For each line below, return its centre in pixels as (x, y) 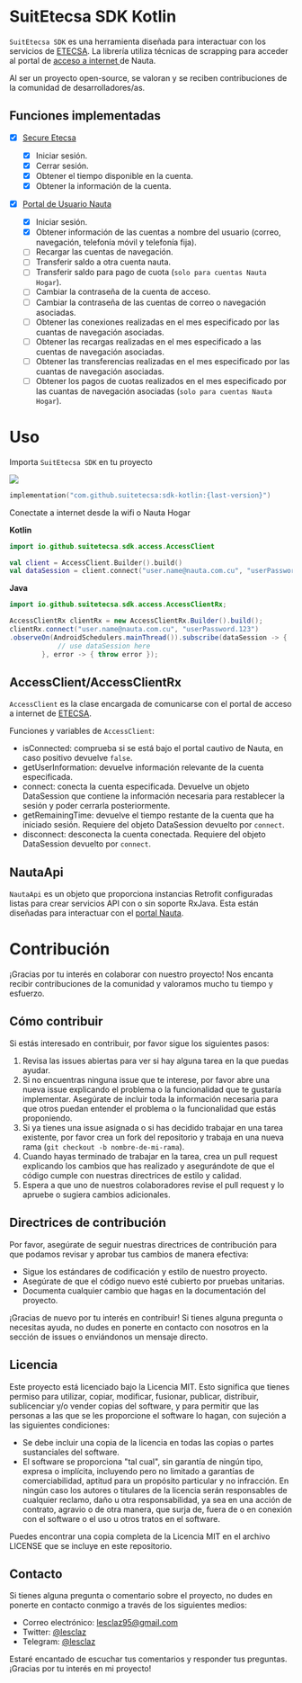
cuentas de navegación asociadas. (100, 352)
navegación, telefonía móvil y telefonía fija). (116, 242)
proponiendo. (47, 1118)
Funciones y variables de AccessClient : (82, 731)
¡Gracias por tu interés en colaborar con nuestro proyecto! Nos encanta (142, 974)
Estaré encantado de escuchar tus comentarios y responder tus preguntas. (148, 1659)
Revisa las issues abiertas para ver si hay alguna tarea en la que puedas (155, 1061)
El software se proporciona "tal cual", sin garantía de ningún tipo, (142, 1461)
